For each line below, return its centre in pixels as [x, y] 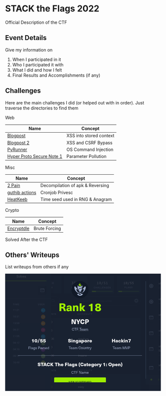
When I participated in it [37, 59]
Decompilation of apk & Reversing [75, 186]
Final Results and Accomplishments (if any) [56, 75]
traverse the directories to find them [42, 108]
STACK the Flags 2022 [52, 9]
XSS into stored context [90, 136]
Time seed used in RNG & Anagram [76, 199]
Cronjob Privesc [57, 192]
